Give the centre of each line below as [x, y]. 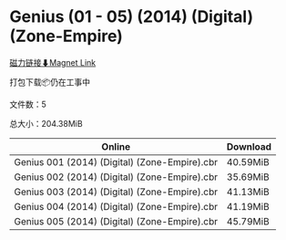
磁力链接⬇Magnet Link [53, 62]
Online [116, 146]
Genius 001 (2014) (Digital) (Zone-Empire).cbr [116, 162]
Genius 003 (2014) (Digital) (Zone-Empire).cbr [116, 192]
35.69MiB [248, 177]
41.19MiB [248, 206]
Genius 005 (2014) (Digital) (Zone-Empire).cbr [116, 221]
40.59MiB [248, 162]
